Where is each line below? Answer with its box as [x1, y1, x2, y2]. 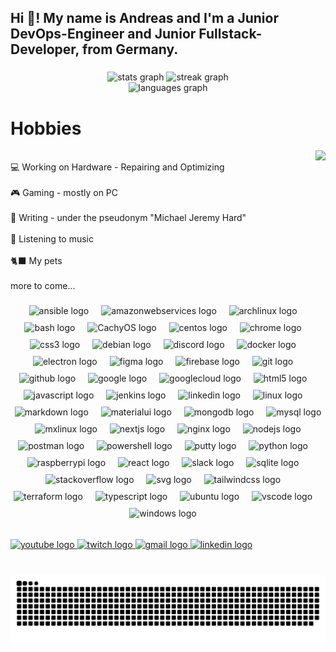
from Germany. [81, 41, 179, 58]
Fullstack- [198, 26, 263, 43]
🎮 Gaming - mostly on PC [10, 187, 119, 199]
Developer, [10, 41, 80, 58]
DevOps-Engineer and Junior [10, 26, 197, 43]
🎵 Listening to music [10, 233, 94, 245]
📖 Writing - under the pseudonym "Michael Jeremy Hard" [10, 212, 247, 224]
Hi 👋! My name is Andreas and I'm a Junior [10, 10, 279, 27]
